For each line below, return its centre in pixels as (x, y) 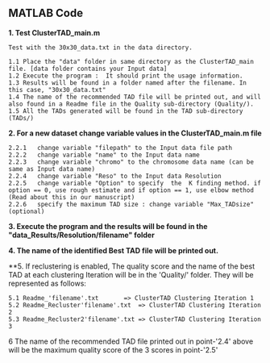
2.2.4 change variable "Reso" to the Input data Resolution (115, 176)
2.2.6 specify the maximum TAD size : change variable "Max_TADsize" (131, 204)
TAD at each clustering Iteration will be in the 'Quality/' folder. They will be (131, 274)
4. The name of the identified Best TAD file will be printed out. (114, 250)
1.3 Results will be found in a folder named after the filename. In (128, 83)
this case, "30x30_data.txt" (57, 90)
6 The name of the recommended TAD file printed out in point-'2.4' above (131, 341)
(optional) (27, 211)
